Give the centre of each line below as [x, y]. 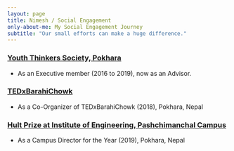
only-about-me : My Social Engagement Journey [75, 27]
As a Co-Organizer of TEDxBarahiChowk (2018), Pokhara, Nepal [110, 107]
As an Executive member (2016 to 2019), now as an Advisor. [104, 73]
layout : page [26, 14]
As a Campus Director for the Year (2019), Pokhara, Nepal [101, 140]
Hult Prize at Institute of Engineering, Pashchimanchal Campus [117, 125]
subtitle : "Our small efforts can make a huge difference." [97, 33]
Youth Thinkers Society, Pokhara [64, 58]
